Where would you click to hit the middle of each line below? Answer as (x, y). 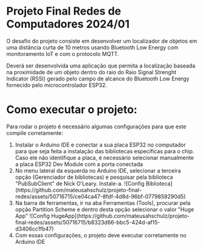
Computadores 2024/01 (68, 24)
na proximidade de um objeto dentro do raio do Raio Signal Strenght (91, 72)
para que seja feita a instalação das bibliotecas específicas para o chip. (105, 151)
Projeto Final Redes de (64, 11)
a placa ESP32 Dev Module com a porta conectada (79, 164)
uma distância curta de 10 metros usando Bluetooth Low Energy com (92, 47)
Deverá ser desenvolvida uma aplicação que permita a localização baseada (101, 66)
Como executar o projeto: (72, 110)
